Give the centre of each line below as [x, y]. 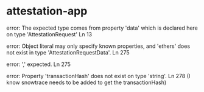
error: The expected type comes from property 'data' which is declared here [102, 28]
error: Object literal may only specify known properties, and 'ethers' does [98, 46]
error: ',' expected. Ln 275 [39, 64]
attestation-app [47, 11]
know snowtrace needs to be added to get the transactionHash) [86, 82]
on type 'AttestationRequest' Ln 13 [49, 34]
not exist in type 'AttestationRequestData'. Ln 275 [68, 52]
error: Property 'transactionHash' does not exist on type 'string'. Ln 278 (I [98, 76]
